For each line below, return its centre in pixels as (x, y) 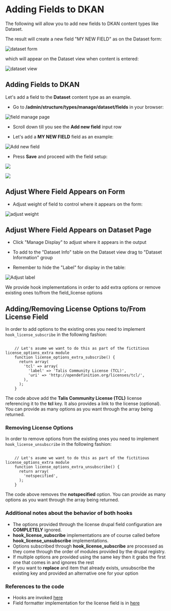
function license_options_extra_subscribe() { (65, 357)
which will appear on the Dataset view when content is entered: (72, 59)
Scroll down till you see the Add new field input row (67, 127)
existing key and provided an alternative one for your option (76, 573)
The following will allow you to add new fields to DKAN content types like (82, 24)
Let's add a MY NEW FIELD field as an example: (63, 137)
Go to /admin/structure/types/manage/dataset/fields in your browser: (88, 107)
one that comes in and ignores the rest (53, 562)
